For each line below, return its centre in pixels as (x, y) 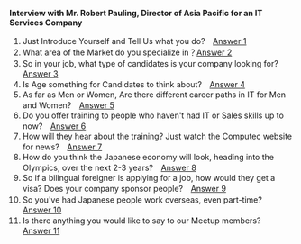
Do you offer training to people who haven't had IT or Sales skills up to (153, 115)
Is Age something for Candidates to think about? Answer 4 (134, 84)
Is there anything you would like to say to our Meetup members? (141, 221)
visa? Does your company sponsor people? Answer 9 (124, 189)
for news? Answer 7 (62, 147)
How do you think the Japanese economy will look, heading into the (148, 157)
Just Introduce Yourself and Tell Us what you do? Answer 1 (134, 41)
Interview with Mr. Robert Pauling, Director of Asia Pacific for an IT (136, 13)
